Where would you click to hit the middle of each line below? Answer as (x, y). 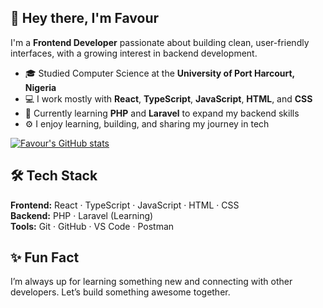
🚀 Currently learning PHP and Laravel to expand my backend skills (162, 113)
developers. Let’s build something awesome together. (120, 292)
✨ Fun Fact (45, 257)
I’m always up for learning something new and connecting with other (151, 282)
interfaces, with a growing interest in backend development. (134, 53)
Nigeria (40, 87)
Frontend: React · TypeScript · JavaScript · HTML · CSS (125, 205)
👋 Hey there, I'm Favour (85, 18)
